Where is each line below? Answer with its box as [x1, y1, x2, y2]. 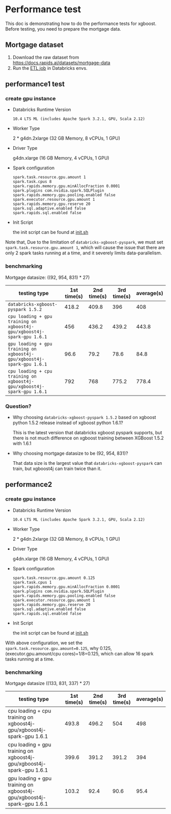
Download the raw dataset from [12, 54, 79, 60]
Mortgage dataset [5, 41, 64, 49]
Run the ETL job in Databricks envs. [12, 65, 88, 71]
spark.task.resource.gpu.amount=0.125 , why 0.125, [5, 645, 112, 651]
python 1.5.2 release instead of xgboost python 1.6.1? [12, 419, 123, 426]
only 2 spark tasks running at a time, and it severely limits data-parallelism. [5, 250, 162, 256]
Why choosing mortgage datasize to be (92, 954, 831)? [12, 450, 128, 457]
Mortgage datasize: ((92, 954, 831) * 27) [5, 274, 90, 280]
